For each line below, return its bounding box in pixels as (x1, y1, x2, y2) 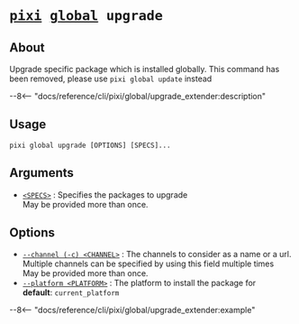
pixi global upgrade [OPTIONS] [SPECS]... (9, 141, 171, 150)
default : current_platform (22, 287, 120, 298)
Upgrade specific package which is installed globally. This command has (9, 64, 280, 74)
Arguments (9, 165, 75, 181)
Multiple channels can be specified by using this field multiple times (22, 258, 275, 269)
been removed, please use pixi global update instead (9, 73, 213, 84)
